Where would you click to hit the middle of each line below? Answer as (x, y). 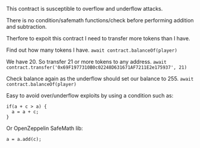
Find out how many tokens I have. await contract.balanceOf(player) (92, 50)
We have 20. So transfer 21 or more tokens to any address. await (86, 62)
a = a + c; (25, 112)
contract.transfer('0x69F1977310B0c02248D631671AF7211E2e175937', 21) (97, 67)
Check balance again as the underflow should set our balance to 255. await (100, 79)
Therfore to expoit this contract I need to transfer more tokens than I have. (98, 38)
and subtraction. (27, 27)
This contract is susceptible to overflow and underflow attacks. (85, 9)
